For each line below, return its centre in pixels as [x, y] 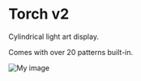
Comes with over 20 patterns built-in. [71, 52]
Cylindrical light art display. [54, 36]
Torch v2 [39, 14]
